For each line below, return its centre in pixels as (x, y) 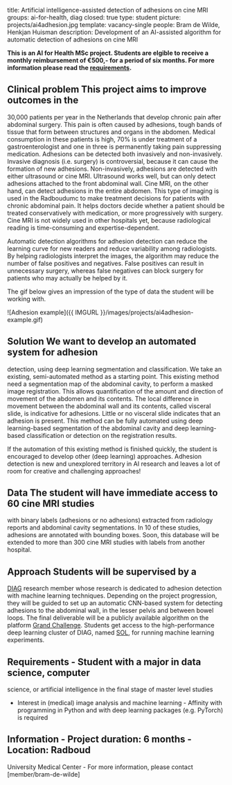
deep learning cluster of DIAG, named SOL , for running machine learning (111, 633)
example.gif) (25, 319)
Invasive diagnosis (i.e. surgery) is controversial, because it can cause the (113, 161)
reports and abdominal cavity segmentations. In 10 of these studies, (104, 527)
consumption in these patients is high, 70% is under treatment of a (102, 139)
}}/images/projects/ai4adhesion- (147, 312)
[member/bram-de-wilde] (44, 774)
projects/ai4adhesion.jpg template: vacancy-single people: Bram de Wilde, (114, 25)
